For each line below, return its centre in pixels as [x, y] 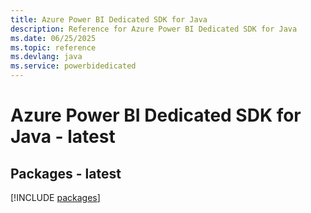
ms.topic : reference [53, 47]
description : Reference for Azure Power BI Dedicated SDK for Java [154, 29]
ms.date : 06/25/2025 [53, 38]
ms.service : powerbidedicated [73, 66]
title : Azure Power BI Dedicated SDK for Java [109, 19]
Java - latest [63, 137]
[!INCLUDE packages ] [55, 197]
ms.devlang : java [46, 57]
